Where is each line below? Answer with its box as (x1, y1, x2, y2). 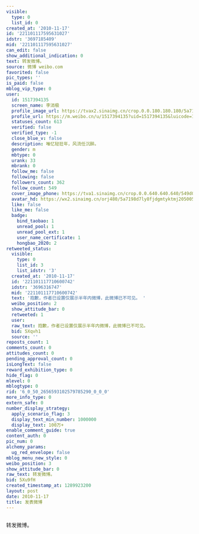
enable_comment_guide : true (6, 427, 76, 433)
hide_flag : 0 (6, 372, 38, 378)
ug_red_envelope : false (11, 449, 70, 455)
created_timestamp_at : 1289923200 (6, 482, 92, 489)
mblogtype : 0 (6, 383, 38, 389)
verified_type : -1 (11, 130, 57, 136)
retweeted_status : (6, 245, 52, 252)
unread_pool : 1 (17, 223, 54, 229)
